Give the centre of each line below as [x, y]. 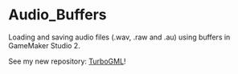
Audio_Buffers [57, 15]
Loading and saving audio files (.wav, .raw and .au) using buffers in [119, 37]
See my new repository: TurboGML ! [67, 61]
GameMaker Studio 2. [44, 45]
